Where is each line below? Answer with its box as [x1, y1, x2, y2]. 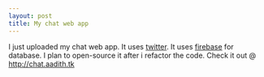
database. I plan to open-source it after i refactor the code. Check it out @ [8, 50, 257, 60]
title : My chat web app [8, 19, 89, 28]
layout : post [8, 11, 53, 20]
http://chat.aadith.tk [8, 58, 75, 69]
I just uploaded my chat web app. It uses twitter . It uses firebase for [8, 41, 234, 51]
